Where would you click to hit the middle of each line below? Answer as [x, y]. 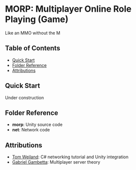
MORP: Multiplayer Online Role [68, 9]
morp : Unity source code [37, 125]
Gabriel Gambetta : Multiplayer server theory [56, 162]
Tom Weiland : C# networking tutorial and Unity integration [70, 157]
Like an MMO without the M [33, 33]
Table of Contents [33, 48]
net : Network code [31, 130]
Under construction [25, 97]
